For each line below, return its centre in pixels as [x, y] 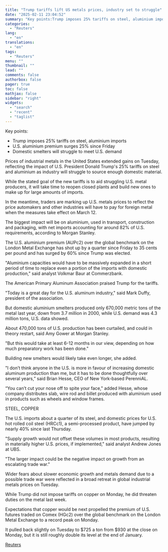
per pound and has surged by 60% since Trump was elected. [68, 253]
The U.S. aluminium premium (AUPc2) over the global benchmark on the [79, 242]
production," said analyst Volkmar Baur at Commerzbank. [64, 273]
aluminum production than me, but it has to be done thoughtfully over [77, 373]
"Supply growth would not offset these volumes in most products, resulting [82, 438]
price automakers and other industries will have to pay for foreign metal [79, 207]
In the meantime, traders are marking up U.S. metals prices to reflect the [79, 202]
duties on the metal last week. [36, 499]
